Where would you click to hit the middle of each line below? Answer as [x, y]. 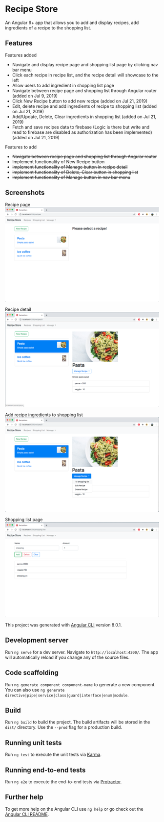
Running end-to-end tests [45, 770]
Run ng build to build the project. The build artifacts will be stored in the [78, 722]
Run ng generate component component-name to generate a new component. [81, 684]
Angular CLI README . [27, 814]
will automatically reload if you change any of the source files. [67, 657]
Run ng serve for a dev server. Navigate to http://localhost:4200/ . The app [82, 652]
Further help [24, 797]
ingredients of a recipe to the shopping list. [48, 27]
